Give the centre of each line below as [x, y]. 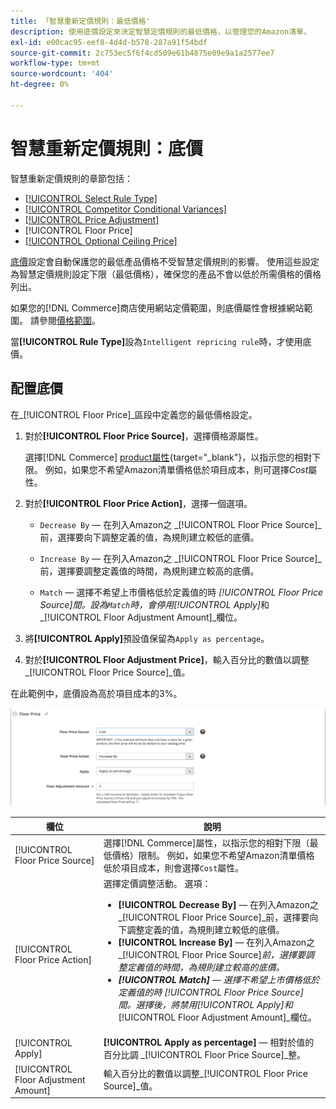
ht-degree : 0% [40, 85]
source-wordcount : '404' [62, 74]
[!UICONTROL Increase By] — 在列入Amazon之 [217, 942]
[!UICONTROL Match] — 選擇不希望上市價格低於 [219, 980]
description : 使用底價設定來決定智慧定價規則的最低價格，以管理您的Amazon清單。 [161, 31]
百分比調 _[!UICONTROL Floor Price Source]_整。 [205, 1054]
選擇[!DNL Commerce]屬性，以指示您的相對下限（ [206, 843]
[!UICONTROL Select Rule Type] [91, 198]
